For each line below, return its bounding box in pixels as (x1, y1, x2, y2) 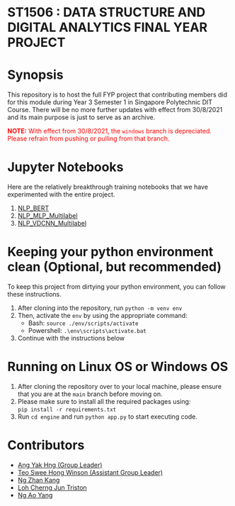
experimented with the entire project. (7, 190, 115, 199)
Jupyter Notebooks (7, 159, 124, 175)
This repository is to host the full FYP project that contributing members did (7, 90, 228, 99)
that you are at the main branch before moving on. (17, 390, 163, 398)
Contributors (7, 437, 85, 453)
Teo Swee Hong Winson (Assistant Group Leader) (17, 468, 164, 476)
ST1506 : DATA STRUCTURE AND (7, 4, 206, 21)
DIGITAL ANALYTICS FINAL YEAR (7, 19, 207, 35)
